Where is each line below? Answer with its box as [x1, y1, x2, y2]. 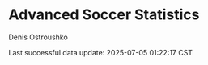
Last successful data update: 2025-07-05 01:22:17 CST [8, 47, 193, 57]
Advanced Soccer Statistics [8, 6, 200, 24]
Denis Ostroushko [8, 32, 69, 42]
